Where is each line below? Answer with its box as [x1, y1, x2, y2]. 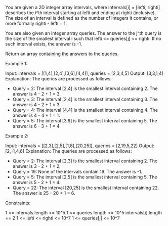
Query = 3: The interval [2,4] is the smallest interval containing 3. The [12, 96, 158, 102]
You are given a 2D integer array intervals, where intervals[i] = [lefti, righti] [5, 5, 160, 10]
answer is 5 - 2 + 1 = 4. [12, 179, 61, 185]
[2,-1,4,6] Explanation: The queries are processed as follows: [5, 148, 132, 154]
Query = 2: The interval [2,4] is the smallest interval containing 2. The [12, 85, 158, 92]
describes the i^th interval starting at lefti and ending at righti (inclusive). [5, 10, 156, 16]
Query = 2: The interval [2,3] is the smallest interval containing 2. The [12, 158, 158, 164]
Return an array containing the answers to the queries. [5, 51, 119, 57]
